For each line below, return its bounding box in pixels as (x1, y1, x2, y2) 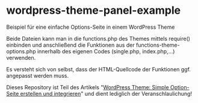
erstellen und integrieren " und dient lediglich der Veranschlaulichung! (20, 90, 193, 97)
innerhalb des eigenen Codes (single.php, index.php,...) (37, 47, 175, 54)
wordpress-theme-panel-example (6, 4, 181, 17)
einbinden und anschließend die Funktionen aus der (6, 41, 135, 49)
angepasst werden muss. (6, 72, 69, 79)
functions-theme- (135, 41, 180, 49)
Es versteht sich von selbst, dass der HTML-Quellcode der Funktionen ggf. (6, 65, 191, 72)
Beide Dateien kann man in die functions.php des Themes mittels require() (6, 35, 191, 42)
